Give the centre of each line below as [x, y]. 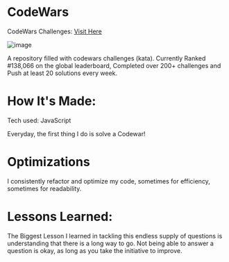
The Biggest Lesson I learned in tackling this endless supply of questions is [115, 236]
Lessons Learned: [60, 217]
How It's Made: [52, 101]
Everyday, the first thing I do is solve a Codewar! [76, 133]
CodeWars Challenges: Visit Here [55, 31]
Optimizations [49, 162]
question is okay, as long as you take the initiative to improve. [95, 250]
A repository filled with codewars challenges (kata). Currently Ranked [107, 58]
